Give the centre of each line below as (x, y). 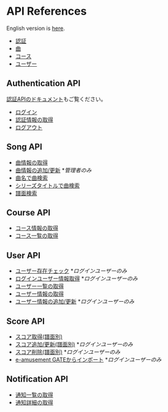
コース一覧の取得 (37, 236)
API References (47, 11)
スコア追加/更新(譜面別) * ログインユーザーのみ (74, 344)
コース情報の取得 (37, 228)
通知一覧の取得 (34, 395)
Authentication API (44, 84)
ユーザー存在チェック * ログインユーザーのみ (71, 271)
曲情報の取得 (31, 162)
